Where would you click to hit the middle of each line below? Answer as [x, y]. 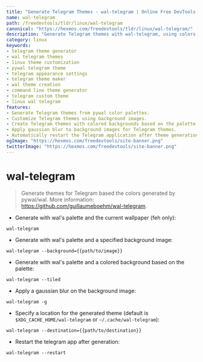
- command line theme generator [47, 91]
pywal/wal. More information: [57, 199]
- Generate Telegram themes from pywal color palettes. [78, 113]
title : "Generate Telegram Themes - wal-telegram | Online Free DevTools [101, 12]
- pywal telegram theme [36, 68]
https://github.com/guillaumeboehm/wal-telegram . [84, 206]
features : [19, 107]
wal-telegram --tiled [34, 279]
